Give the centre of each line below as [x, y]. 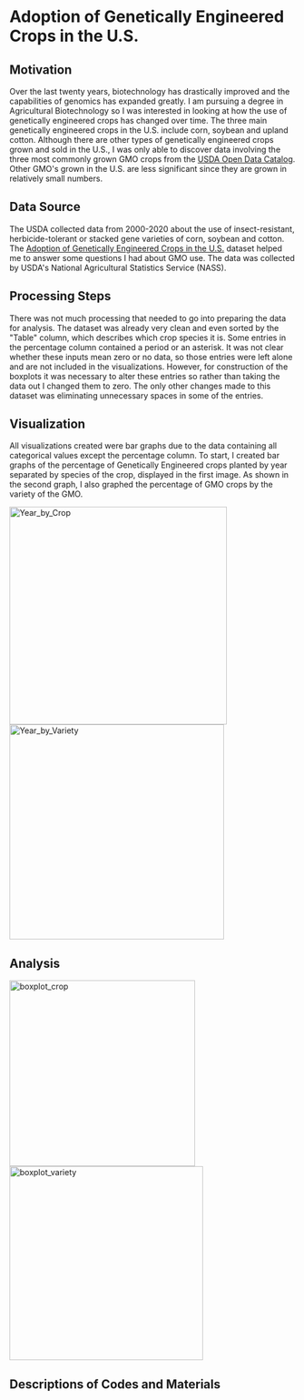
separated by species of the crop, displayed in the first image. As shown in [149, 475]
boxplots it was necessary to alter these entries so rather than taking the [145, 376]
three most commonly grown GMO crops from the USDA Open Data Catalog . [152, 159]
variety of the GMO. [46, 494]
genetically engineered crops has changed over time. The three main [138, 121]
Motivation [41, 70]
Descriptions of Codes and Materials [115, 1384]
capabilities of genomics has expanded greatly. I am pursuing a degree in [147, 101]
